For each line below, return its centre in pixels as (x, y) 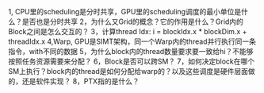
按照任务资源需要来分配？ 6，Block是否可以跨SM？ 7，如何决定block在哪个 (132, 61)
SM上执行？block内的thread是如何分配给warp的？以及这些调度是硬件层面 (128, 71)
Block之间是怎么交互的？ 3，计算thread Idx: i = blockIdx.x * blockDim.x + (128, 31)
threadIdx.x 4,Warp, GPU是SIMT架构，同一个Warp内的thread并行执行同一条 (132, 41)
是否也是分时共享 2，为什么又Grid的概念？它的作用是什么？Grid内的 (133, 21)
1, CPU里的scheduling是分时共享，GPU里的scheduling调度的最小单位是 (125, 12)
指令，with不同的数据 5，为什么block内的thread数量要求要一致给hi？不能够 (131, 51)
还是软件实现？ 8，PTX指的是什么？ (81, 81)
